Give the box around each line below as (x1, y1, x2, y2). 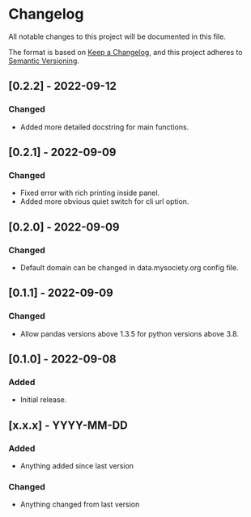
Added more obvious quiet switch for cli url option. (19, 197, 189, 206)
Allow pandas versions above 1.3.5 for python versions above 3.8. (19, 328, 239, 338)
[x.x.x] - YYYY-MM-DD (8, 418, 128, 432)
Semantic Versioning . (8, 56, 79, 66)
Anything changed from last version (19, 499, 140, 510)
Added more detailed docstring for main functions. (19, 122, 189, 132)
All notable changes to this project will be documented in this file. (8, 32, 227, 41)
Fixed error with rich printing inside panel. (19, 188, 160, 198)
